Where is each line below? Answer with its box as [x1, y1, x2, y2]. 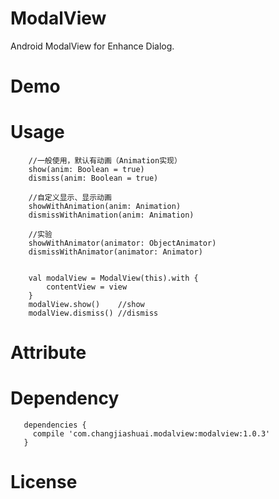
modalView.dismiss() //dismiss [28, 308, 159, 319]
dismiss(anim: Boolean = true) [28, 173, 159, 184]
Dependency [10, 387, 120, 410]
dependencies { [23, 420, 87, 431]
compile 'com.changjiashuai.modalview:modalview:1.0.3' [32, 429, 271, 439]
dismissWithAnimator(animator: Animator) [28, 247, 203, 257]
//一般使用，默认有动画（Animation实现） [28, 156, 182, 166]
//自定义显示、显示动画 [28, 193, 112, 203]
